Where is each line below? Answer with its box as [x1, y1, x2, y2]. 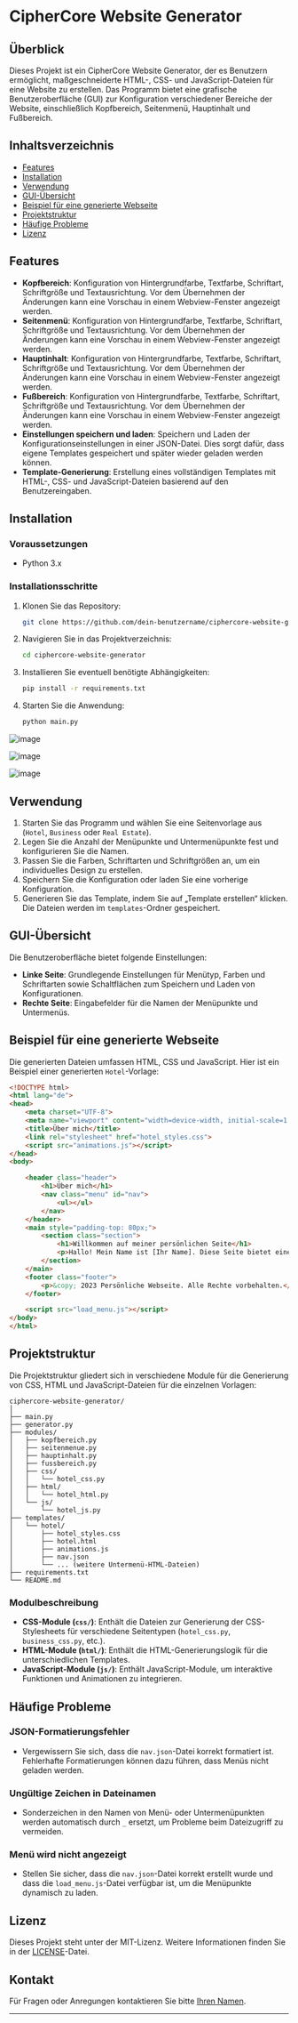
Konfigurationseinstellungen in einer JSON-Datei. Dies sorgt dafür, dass [21, 438, 285, 448]
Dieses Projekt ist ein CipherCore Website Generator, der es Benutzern [9, 65, 268, 76]
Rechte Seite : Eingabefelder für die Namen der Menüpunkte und [21, 997, 259, 1008]
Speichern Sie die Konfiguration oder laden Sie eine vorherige [21, 874, 248, 884]
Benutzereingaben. [21, 485, 92, 496]
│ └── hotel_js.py [9, 1505, 101, 1514]
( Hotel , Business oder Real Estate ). [21, 826, 153, 837]
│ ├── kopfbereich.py [9, 1435, 98, 1445]
